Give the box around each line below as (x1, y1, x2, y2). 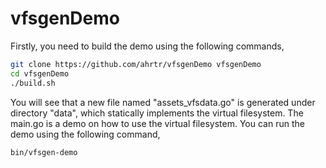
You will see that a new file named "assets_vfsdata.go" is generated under (10, 96, 316, 108)
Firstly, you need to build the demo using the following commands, (10, 40, 285, 52)
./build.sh (10, 78, 56, 88)
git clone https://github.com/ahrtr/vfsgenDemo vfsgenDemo (10, 59, 262, 69)
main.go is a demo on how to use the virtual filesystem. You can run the (10, 117, 305, 129)
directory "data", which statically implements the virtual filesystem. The (10, 107, 304, 119)
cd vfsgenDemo (10, 68, 70, 79)
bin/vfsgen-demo (10, 147, 78, 157)
